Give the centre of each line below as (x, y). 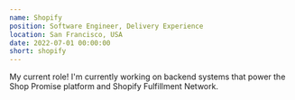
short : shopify (38, 51)
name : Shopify (36, 18)
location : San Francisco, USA (66, 34)
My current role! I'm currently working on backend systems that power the (147, 77)
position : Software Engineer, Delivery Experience (106, 26)
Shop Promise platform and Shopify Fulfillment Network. (114, 86)
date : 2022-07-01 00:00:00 (60, 43)
